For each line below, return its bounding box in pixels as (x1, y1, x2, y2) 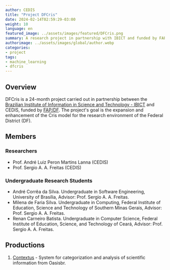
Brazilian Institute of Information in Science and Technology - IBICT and (5, 101, 155, 107)
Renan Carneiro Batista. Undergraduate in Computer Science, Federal (12, 215, 158, 221)
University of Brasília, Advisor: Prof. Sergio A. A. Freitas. (12, 194, 129, 200)
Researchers (5, 147, 37, 155)
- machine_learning (5, 59, 47, 64)
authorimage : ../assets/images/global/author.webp (5, 41, 114, 46)
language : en (5, 26, 33, 31)
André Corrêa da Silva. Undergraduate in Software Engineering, (12, 188, 145, 195)
